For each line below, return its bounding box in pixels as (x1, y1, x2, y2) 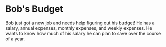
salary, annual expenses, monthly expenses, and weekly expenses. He (5, 25, 153, 31)
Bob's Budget (5, 3, 63, 15)
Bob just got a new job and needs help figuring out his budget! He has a (5, 20, 155, 26)
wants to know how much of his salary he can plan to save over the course (5, 30, 161, 36)
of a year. (5, 36, 25, 42)
